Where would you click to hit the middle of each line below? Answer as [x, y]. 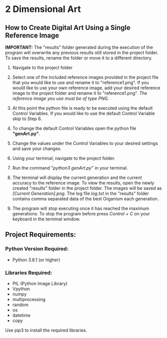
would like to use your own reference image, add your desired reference [86, 88]
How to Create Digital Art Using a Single [68, 28]
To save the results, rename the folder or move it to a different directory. [79, 58]
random [20, 305]
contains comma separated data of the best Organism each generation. [85, 199]
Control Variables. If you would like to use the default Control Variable [83, 113]
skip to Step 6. [27, 119]
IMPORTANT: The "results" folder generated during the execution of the [79, 47]
